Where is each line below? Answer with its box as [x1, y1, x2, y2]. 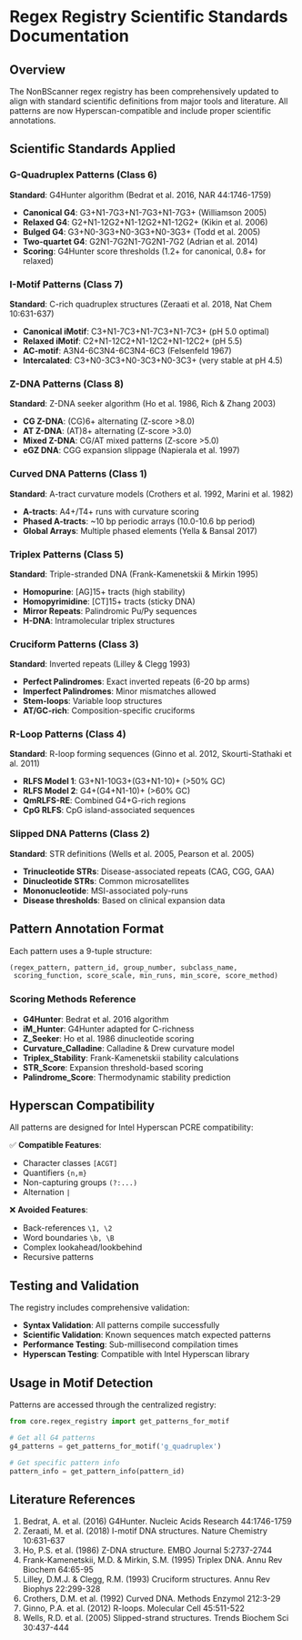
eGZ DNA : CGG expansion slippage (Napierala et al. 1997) [22, 445, 240, 456]
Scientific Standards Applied [9, 141, 176, 156]
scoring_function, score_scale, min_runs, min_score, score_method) [13, 971, 279, 981]
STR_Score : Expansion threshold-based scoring [22, 1061, 204, 1072]
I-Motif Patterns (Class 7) [9, 277, 124, 290]
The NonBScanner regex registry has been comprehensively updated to [9, 86, 279, 96]
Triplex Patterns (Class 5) [9, 548, 125, 560]
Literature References [9, 1492, 136, 1507]
